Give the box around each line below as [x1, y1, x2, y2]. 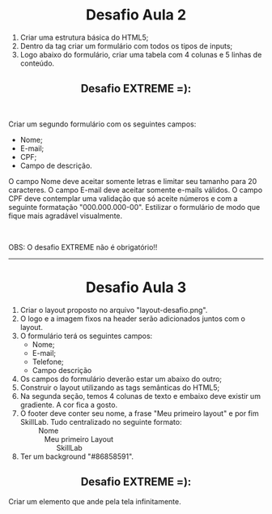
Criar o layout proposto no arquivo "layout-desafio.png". [19, 305, 208, 315]
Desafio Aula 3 [85, 278, 187, 297]
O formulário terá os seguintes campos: [19, 331, 153, 341]
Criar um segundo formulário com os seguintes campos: [8, 119, 197, 129]
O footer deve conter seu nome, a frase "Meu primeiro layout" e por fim [19, 408, 259, 418]
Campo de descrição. [19, 161, 93, 170]
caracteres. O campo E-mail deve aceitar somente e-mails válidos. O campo [8, 185, 263, 195]
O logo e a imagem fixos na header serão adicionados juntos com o [19, 314, 245, 323]
